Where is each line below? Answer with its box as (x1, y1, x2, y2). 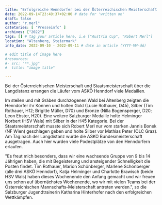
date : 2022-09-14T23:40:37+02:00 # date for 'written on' (5, 12, 125, 16)
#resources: (5, 56, 29, 61)
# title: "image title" (5, 65, 55, 70)
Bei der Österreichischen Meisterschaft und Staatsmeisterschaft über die (5, 83, 151, 89)
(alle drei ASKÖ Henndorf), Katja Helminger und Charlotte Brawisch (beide (5, 169, 154, 174)
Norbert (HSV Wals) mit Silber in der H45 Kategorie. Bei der (5, 118, 124, 124)
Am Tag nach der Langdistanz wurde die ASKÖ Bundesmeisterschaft (5, 134, 143, 140)
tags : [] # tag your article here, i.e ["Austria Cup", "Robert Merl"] (5, 34, 153, 39)
